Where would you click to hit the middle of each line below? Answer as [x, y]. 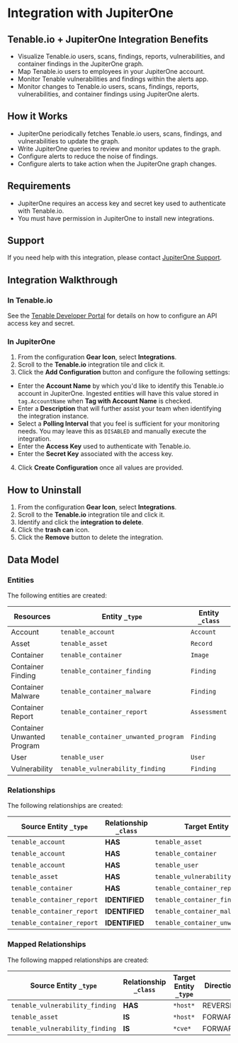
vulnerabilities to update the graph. [69, 141]
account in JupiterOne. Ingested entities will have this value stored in [118, 394]
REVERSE [218, 1005]
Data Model [33, 560]
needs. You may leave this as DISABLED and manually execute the [112, 431]
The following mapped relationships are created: [78, 960]
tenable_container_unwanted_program [122, 736]
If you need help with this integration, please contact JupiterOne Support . [114, 258]
